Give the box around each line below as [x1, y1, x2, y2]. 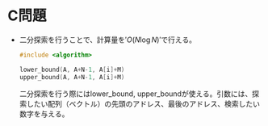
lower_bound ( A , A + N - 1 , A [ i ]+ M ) [19, 65, 125, 73]
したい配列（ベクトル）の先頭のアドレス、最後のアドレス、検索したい [26, 99, 260, 108]
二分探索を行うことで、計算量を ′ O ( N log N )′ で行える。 [19, 35, 197, 44]
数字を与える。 [19, 109, 69, 119]
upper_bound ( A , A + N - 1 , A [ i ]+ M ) [19, 73, 125, 81]
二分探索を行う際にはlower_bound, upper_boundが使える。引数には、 [19, 89, 253, 99]
